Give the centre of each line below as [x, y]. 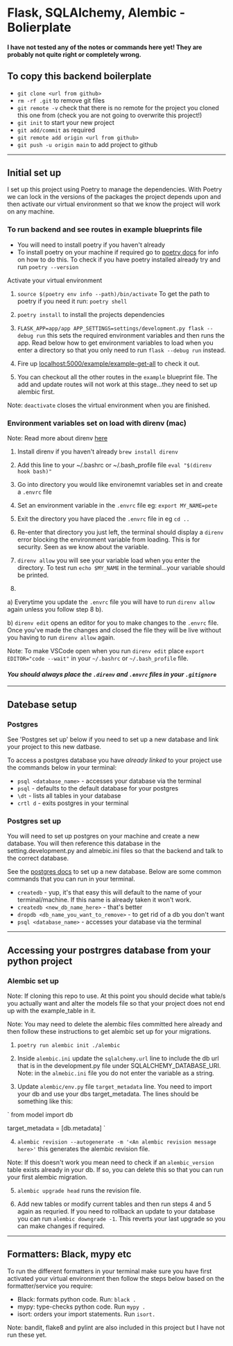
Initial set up [34, 172]
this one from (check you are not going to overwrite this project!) [110, 115]
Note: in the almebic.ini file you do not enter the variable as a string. [116, 1073]
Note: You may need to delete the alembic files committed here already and [115, 1024]
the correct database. [38, 858]
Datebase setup [42, 704]
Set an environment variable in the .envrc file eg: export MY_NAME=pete [117, 505]
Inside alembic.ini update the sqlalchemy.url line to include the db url [118, 1058]
